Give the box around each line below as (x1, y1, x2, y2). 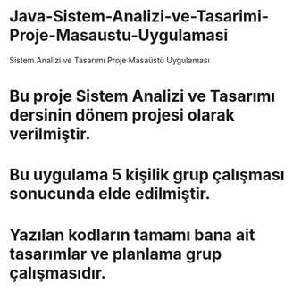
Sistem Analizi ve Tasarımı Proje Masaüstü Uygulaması (9, 54, 210, 65)
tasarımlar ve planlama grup (9, 244, 222, 264)
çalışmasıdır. (9, 262, 107, 283)
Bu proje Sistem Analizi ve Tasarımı (9, 87, 276, 106)
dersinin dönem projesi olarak (9, 105, 235, 126)
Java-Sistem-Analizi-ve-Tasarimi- (9, 6, 270, 27)
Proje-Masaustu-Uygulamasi (9, 25, 229, 46)
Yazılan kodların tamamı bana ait (9, 225, 255, 245)
